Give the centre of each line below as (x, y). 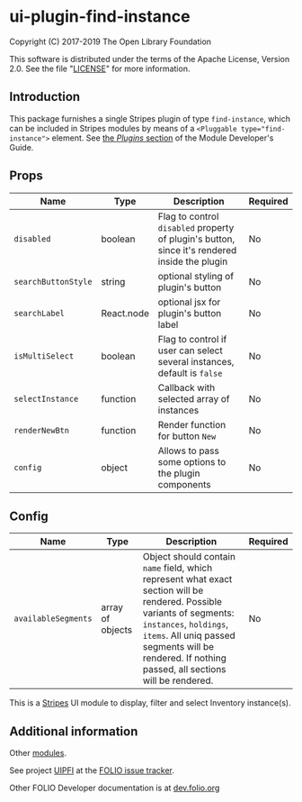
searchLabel (40, 313)
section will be (173, 590)
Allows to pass (189, 451)
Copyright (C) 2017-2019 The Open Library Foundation (111, 41)
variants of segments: (188, 613)
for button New (187, 436)
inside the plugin (193, 261)
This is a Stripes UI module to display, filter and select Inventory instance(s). (150, 703)
